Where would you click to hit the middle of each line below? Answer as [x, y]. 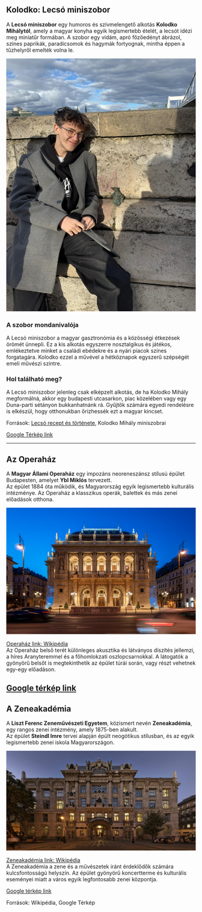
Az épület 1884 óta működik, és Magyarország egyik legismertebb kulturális [100, 486]
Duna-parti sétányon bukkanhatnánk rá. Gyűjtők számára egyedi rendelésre [100, 405]
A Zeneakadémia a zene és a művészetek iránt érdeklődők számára [90, 866]
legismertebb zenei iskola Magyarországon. [60, 742]
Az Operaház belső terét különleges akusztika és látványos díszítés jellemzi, [100, 650]
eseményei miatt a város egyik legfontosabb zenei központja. [82, 879]
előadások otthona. [30, 500]
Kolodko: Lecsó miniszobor [58, 10]
